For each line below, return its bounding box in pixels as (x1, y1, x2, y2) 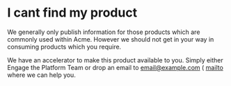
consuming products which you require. (7, 42, 122, 51)
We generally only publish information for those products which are (7, 28, 200, 36)
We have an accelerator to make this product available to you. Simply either (7, 55, 224, 64)
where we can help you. (7, 71, 77, 79)
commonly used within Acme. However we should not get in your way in (7, 35, 214, 43)
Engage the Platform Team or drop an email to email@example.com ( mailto (7, 63, 224, 71)
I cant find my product (7, 5, 138, 21)
